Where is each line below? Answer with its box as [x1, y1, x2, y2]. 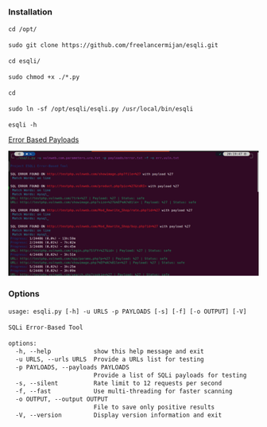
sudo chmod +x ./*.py [8, 73, 80, 81]
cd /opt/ [8, 25, 37, 33]
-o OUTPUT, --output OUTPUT [15, 395, 109, 403]
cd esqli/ [8, 57, 41, 65]
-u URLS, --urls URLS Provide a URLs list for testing [15, 355, 204, 363]
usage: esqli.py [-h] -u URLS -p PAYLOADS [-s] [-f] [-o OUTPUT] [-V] [8, 308, 247, 315]
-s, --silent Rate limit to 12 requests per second [15, 379, 222, 387]
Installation [8, 6, 53, 18]
